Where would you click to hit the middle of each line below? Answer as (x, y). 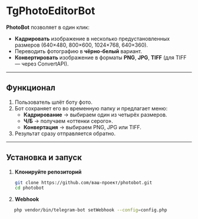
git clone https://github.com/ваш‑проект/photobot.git (83, 182)
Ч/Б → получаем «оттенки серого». (68, 121)
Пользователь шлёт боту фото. (53, 102)
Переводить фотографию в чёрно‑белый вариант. (78, 51)
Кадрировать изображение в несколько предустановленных (92, 38)
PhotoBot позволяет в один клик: (48, 27)
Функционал (31, 88)
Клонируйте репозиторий (48, 172)
